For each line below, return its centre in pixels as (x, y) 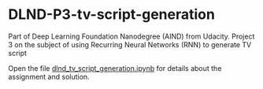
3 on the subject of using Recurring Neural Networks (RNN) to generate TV (130, 44)
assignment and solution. (49, 76)
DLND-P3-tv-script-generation (111, 15)
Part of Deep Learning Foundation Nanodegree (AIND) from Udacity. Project (131, 36)
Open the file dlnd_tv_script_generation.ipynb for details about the (115, 68)
